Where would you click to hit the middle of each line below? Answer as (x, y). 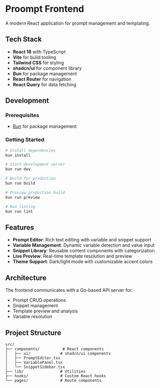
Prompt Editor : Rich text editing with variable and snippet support (82, 240)
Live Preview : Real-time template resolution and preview (72, 256)
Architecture (26, 278)
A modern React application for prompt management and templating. (78, 23)
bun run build (20, 183)
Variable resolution (32, 317)
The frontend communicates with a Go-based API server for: (69, 290)
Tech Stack (24, 39)
